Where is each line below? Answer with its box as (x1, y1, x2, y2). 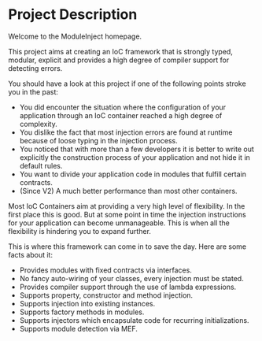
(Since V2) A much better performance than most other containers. (19, 186, 238, 195)
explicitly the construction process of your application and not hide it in (19, 152, 250, 162)
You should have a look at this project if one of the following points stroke (8, 79, 246, 88)
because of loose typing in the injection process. (19, 135, 179, 145)
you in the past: (8, 87, 59, 96)
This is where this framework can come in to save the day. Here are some (8, 242, 246, 251)
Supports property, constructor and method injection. (19, 290, 194, 300)
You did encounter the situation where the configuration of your (19, 102, 227, 112)
